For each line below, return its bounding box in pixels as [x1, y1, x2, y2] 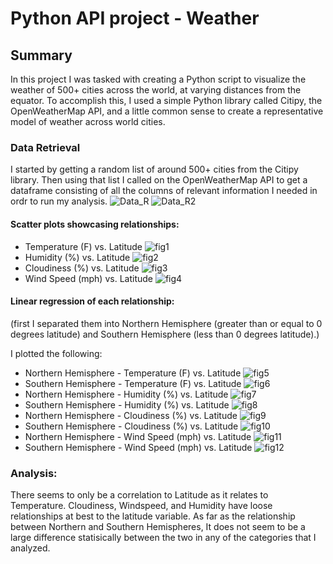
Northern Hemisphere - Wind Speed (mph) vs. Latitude [24, 430, 252, 442]
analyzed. [10, 542, 51, 554]
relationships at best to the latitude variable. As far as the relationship [10, 510, 296, 522]
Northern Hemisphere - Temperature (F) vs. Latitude [24, 367, 242, 379]
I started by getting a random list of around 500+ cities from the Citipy [10, 163, 299, 176]
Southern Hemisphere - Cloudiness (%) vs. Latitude [24, 420, 239, 432]
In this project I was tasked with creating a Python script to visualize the [10, 73, 307, 85]
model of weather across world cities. [10, 116, 166, 127]
